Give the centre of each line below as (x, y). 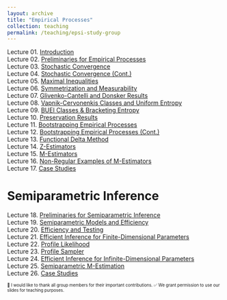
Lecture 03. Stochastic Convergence (59, 66)
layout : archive (30, 13)
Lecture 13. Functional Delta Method (58, 139)
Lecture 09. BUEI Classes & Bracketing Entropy (74, 110)
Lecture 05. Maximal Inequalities (53, 81)
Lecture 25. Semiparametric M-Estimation (66, 266)
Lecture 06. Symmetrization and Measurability (72, 88)
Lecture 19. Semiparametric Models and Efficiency (78, 223)
